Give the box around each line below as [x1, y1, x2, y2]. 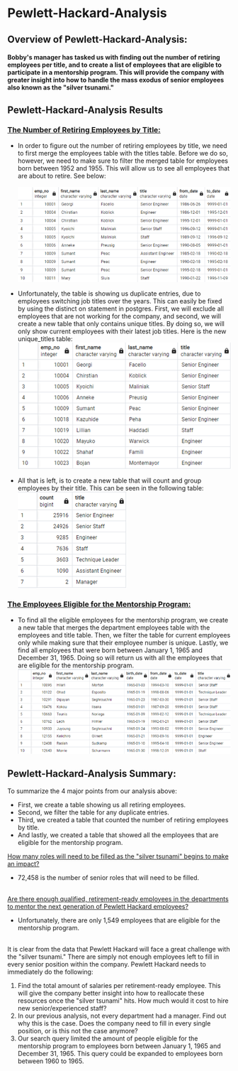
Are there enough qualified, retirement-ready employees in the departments [7, 894, 229, 903]
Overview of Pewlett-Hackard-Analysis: [7, 33, 188, 45]
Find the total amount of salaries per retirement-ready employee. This [17, 981, 221, 989]
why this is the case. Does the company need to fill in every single [17, 1018, 211, 1028]
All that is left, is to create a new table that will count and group [17, 476, 202, 485]
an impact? [7, 859, 40, 868]
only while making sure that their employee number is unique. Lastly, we [17, 638, 229, 647]
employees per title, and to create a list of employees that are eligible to [7, 60, 222, 69]
